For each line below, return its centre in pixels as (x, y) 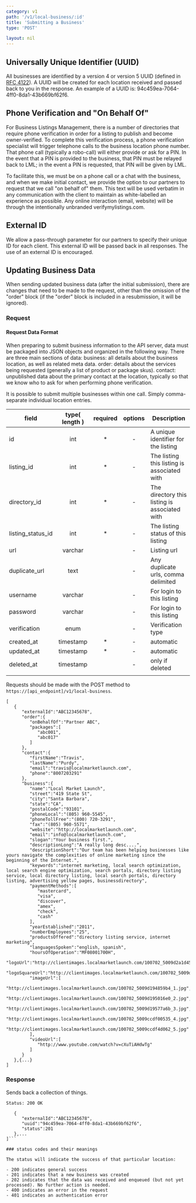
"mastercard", (54, 891)
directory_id (25, 502)
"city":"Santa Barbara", (60, 799)
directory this (169, 494)
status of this (169, 533)
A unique (163, 432)
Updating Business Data (51, 270)
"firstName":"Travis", (57, 758)
